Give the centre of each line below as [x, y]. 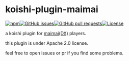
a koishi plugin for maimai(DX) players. [46, 33]
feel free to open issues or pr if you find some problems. [64, 53]
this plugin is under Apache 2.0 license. [47, 43]
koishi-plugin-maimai [52, 9]
